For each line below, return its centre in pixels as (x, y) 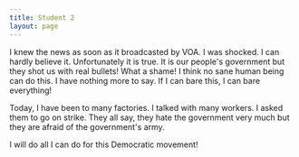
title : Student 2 (42, 18)
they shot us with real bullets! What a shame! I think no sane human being (147, 71)
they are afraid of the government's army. (87, 126)
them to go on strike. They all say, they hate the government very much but (149, 117)
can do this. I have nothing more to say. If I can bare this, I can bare (135, 80)
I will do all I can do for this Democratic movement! (104, 144)
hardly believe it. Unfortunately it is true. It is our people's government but (147, 61)
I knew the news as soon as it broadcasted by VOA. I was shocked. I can (145, 51)
